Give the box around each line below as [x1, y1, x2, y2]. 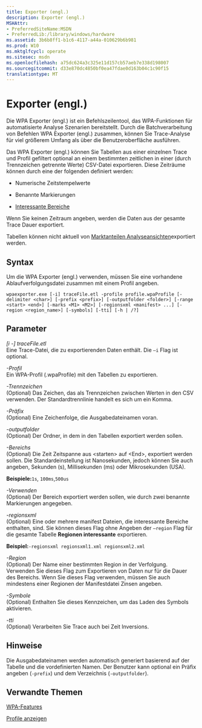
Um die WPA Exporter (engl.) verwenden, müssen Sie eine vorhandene [6, 273, 183, 280]
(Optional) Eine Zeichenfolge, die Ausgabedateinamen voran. [6, 413, 158, 421]
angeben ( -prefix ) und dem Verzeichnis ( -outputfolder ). [6, 669, 149, 677]
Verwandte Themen [6, 687, 83, 698]
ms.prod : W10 [6, 43, 39, 49]
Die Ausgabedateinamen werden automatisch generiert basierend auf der [6, 656, 190, 664]
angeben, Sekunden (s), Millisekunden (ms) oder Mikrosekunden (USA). [6, 463, 186, 471]
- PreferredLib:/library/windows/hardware [6, 32, 115, 38]
